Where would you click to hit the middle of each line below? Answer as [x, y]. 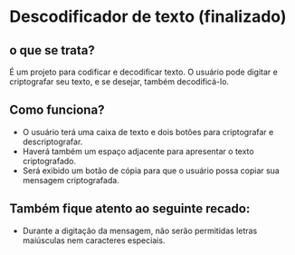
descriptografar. [52, 142]
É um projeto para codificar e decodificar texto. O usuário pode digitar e [143, 72]
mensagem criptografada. [71, 180]
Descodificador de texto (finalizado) [148, 17]
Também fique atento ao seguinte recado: [130, 209]
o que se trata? [52, 50]
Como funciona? [57, 110]
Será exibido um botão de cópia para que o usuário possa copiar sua [151, 171]
